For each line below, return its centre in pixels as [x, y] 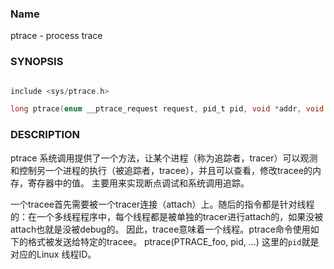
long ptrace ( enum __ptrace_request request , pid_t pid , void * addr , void [167, 109]
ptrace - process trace [56, 36]
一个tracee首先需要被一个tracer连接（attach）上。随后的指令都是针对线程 [162, 204]
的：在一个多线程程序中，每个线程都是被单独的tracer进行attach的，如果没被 [167, 216]
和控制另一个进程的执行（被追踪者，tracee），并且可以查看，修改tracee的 [161, 170]
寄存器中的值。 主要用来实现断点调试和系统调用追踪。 [138, 183]
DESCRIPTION [45, 135]
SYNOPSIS [37, 62]
